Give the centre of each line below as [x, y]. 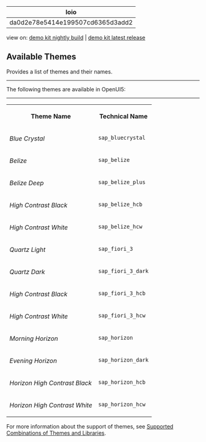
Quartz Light [28, 250]
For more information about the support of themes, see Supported [90, 426]
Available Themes [41, 57]
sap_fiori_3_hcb [122, 293]
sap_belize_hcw [120, 227]
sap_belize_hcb [120, 204]
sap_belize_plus [122, 182]
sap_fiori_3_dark [123, 271]
